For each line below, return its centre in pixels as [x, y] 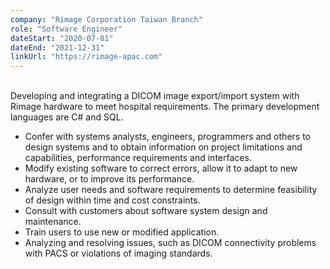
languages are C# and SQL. [67, 117]
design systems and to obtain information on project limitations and [163, 147]
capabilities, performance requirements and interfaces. [138, 158]
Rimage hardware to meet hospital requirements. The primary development [165, 107]
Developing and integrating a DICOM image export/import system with [155, 96]
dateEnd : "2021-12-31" [57, 47]
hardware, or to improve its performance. [109, 179]
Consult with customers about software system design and [146, 211]
